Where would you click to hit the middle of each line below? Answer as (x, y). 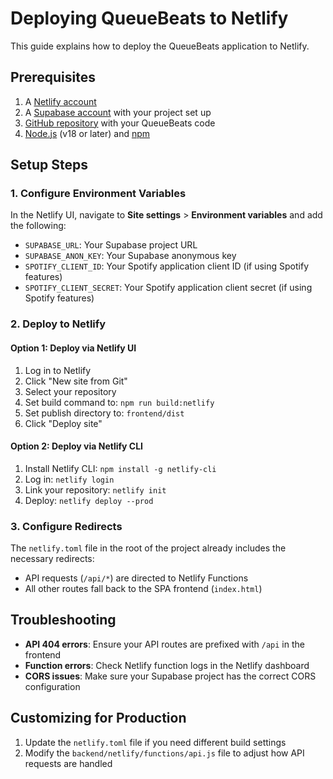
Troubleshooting (63, 620)
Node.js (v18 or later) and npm (87, 133)
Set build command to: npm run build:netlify (119, 402)
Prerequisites (53, 77)
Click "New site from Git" (76, 381)
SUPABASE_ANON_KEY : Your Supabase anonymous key (130, 256)
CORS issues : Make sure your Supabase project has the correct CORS (170, 676)
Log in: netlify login (69, 479)
